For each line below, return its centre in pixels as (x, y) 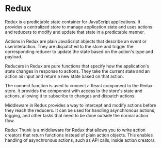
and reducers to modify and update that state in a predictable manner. (75, 32)
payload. (14, 56)
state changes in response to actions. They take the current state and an (78, 71)
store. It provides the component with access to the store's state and (74, 91)
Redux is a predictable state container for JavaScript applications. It (73, 22)
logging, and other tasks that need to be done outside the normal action (77, 115)
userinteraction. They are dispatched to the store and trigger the (69, 46)
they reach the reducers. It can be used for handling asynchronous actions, (80, 110)
